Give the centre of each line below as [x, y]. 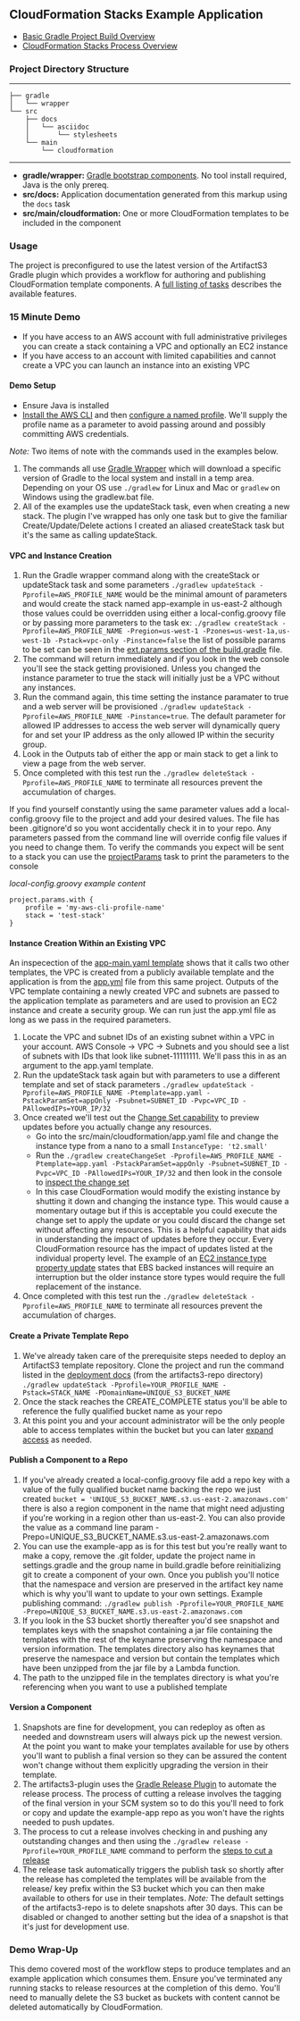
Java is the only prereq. [66, 185]
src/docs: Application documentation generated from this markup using [154, 195]
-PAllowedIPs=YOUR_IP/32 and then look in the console [183, 1173]
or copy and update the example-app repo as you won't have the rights [153, 1812]
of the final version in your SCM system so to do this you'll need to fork [153, 1803]
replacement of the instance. [88, 1287]
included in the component [71, 223]
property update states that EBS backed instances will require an [155, 1268]
